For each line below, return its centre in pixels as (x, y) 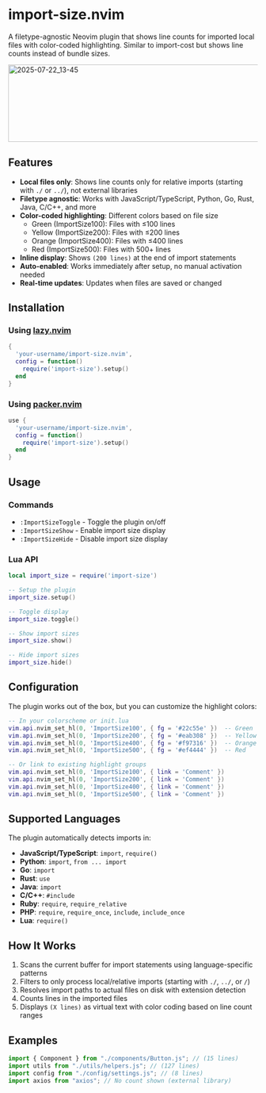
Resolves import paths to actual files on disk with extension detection (133, 990)
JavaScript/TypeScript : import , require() (88, 853)
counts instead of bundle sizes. (59, 53)
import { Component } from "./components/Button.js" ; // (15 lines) (123, 1059)
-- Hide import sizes (44, 655)
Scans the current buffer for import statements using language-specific (136, 965)
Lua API (23, 559)
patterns (33, 973)
